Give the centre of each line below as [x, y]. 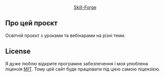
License [18, 51]
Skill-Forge [85, 7]
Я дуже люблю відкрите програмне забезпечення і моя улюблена [77, 63]
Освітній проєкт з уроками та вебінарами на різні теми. [65, 35]
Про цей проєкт [31, 23]
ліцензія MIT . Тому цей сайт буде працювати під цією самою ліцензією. [83, 69]
